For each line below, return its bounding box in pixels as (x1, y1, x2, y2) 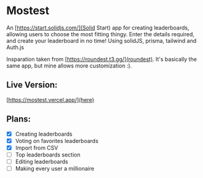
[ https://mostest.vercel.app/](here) (6, 96, 94, 103)
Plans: (6, 114, 31, 125)
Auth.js (6, 44, 25, 51)
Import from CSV (15, 144, 58, 151)
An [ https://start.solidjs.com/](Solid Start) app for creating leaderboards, (6, 24, 190, 31)
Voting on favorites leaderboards (15, 137, 99, 144)
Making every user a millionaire (15, 164, 94, 172)
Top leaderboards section (15, 151, 81, 158)
